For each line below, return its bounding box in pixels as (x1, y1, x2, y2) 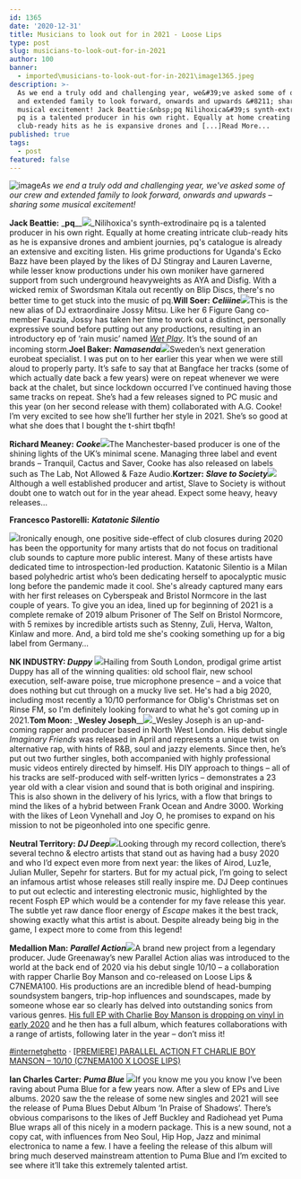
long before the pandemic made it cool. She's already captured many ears (9, 580, 284, 591)
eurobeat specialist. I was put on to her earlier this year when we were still (9, 353, 284, 364)
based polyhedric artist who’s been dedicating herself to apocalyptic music (9, 571, 287, 582)
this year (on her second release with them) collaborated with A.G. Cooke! (9, 400, 282, 411)
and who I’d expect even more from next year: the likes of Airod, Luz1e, (9, 857, 271, 867)
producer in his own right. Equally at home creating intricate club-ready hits (9, 226, 288, 238)
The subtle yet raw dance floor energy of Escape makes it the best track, (9, 904, 279, 916)
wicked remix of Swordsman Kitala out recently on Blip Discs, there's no (9, 284, 275, 295)
